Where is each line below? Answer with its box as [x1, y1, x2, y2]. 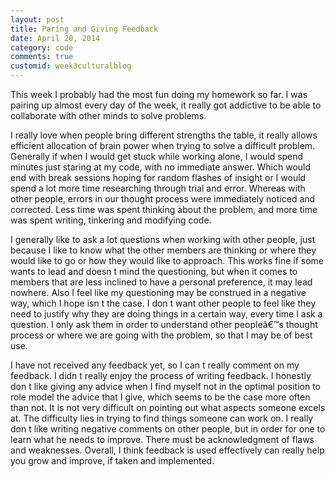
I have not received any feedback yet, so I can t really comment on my [10, 359, 300, 371]
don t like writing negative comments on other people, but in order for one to [10, 423, 326, 435]
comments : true [10, 52, 74, 62]
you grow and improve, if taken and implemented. [10, 455, 215, 466]
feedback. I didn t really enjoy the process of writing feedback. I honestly [10, 370, 312, 381]
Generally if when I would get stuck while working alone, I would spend [10, 151, 304, 162]
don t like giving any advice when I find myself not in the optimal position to [10, 381, 322, 392]
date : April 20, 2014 [10, 33, 101, 43]
